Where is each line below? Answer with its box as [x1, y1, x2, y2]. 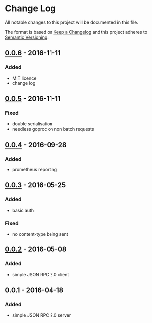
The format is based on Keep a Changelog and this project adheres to [5, 29, 148, 35]
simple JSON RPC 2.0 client [12, 271, 69, 277]
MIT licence [12, 75, 37, 81]
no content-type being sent [12, 231, 68, 237]
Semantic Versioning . [5, 34, 49, 40]
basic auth [12, 207, 34, 213]
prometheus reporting [12, 167, 57, 172]
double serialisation [12, 121, 52, 127]
